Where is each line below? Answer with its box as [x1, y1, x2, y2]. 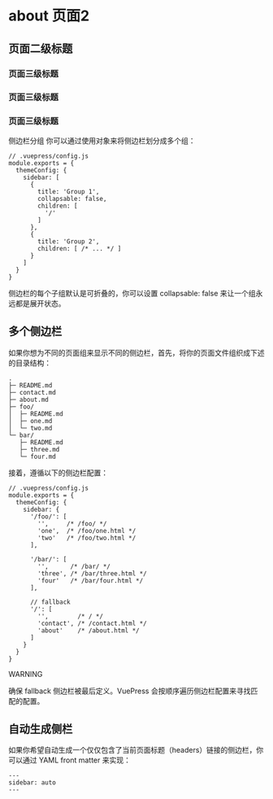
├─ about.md [8, 395, 49, 404]
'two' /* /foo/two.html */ [37, 534, 136, 542]
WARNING [8, 669, 43, 679]
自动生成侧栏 [8, 722, 73, 736]
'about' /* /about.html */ [37, 627, 140, 635]
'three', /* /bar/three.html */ [37, 570, 148, 578]
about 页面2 [8, 7, 90, 25]
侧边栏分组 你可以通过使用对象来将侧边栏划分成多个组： [8, 135, 196, 146]
